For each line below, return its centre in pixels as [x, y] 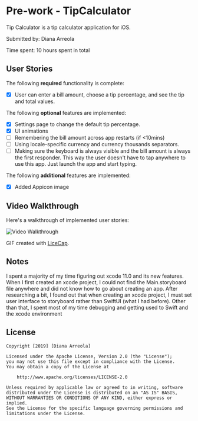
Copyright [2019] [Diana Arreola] [49, 346]
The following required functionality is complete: [65, 83]
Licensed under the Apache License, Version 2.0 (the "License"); [89, 356]
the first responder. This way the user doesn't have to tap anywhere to [100, 158]
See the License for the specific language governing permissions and [95, 408]
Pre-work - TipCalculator [69, 11]
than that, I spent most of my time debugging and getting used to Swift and [97, 307]
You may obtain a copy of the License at [58, 367]
